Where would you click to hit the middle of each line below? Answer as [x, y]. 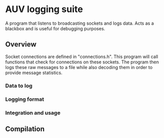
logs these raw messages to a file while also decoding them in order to [79, 67]
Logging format [25, 99]
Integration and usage [33, 113]
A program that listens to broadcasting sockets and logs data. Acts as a [80, 23]
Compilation [25, 129]
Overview [21, 45]
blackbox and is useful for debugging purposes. [55, 28]
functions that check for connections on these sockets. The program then [82, 62]
